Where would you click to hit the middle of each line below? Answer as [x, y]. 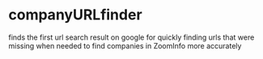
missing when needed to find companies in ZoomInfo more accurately [125, 45]
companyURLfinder [76, 15]
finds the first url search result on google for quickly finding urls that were [131, 37]
